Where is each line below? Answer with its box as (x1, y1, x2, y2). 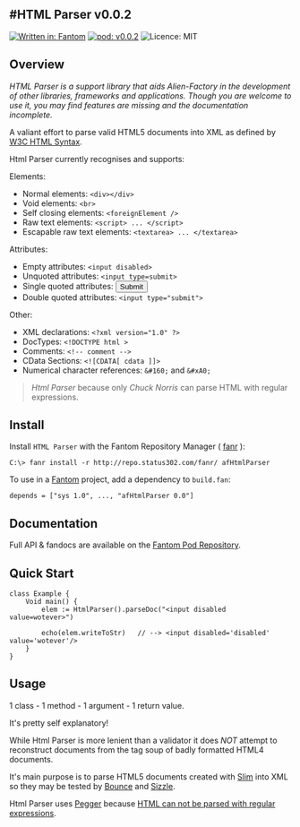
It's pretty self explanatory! (9, 717, 109, 728)
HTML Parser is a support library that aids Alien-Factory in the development (9, 81, 291, 91)
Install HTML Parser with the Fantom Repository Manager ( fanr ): (9, 441, 245, 452)
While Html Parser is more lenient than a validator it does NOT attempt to (9, 735, 278, 745)
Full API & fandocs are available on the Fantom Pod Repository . (9, 539, 242, 550)
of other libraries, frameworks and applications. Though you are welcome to (9, 90, 292, 101)
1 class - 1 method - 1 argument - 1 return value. (9, 700, 185, 711)
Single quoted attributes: (21, 280, 114, 291)
